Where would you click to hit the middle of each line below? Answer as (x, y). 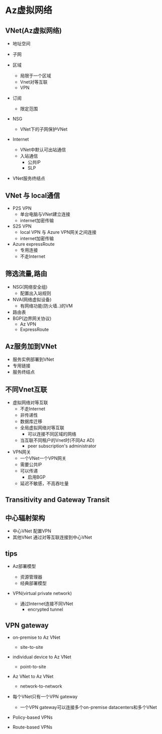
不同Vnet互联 (26, 389)
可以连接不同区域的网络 (52, 434)
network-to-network (41, 686)
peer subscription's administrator (62, 446)
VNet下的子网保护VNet (44, 129)
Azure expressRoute (33, 244)
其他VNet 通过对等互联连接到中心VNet (52, 538)
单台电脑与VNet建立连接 (45, 214)
